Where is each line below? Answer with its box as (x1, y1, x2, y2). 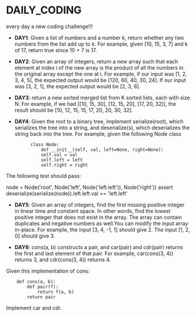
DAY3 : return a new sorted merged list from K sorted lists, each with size (14, 94, 190, 101)
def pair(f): (27, 284, 59, 290)
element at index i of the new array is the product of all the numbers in (14, 64, 184, 71)
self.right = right (40, 162, 89, 168)
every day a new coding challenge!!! (6, 23, 93, 30)
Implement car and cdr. (6, 304, 62, 311)
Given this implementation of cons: (6, 267, 90, 274)
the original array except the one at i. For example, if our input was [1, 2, (14, 70, 187, 77)
